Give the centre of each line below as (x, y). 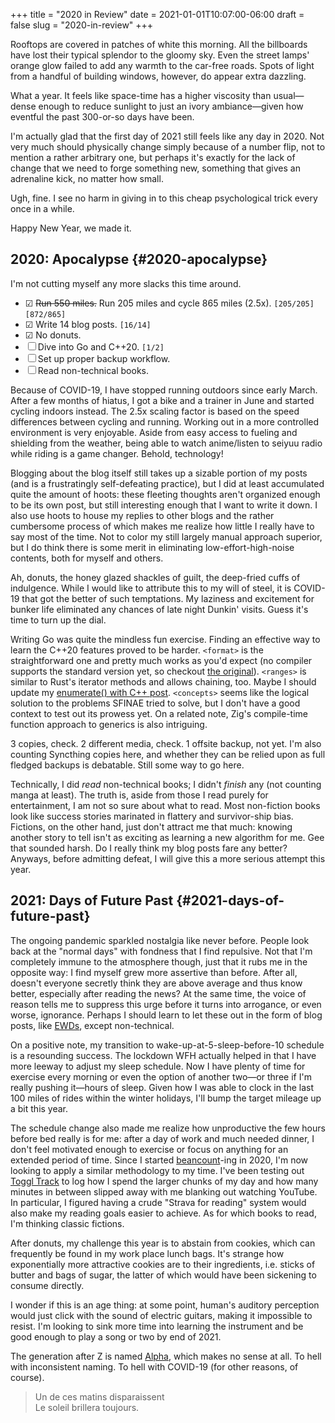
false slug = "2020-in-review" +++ (82, 25)
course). (27, 1377)
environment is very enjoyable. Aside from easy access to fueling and (154, 432)
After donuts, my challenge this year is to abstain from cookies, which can (163, 1243)
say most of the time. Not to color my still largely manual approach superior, (166, 536)
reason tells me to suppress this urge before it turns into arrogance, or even (166, 1004)
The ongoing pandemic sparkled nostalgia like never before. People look (160, 940)
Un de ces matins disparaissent (99, 1396)
